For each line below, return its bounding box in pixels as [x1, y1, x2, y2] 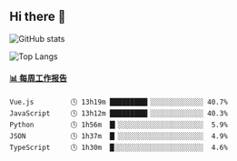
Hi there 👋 [9, 9, 66, 25]
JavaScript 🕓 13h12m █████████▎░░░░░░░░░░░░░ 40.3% [9, 109, 229, 118]
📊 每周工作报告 [9, 73, 68, 84]
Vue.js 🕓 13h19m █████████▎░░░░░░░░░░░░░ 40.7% [9, 97, 229, 107]
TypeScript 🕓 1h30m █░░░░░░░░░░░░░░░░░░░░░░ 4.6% [9, 143, 229, 153]
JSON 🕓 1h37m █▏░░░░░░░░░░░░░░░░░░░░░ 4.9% [9, 132, 229, 141]
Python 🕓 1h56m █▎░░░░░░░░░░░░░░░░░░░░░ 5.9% [9, 120, 229, 130]
